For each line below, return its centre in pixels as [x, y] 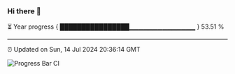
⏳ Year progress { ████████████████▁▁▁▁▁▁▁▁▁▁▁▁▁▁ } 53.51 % [116, 27]
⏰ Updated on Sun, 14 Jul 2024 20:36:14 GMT [74, 50]
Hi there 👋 [24, 11]
